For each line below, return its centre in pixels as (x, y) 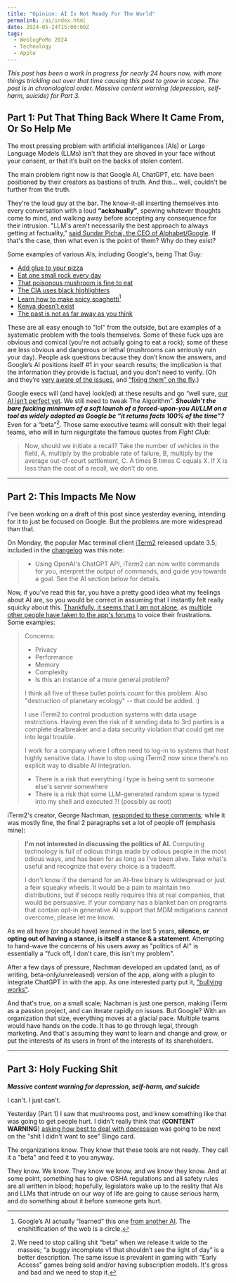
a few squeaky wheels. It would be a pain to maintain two (107, 887)
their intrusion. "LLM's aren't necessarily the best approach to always (108, 225)
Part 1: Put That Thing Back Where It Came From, (116, 118)
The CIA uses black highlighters (64, 290)
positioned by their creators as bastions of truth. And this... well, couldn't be (117, 182)
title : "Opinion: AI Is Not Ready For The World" (81, 14)
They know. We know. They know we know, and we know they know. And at (117, 1171)
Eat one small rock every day (59, 275)
